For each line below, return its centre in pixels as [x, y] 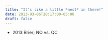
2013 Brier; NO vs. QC [35, 33]
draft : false [19, 19]
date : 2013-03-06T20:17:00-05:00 [40, 14]
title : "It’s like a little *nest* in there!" [54, 10]
